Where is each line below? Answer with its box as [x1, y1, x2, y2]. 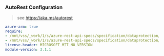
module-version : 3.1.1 [5, 47, 51, 52]
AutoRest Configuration [5, 4, 63, 11]
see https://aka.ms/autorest [17, 15, 73, 21]
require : [5, 29, 23, 34]
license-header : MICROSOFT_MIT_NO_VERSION [5, 42, 93, 47]
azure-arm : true [5, 24, 38, 29]
